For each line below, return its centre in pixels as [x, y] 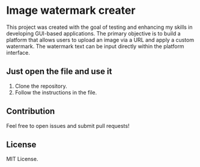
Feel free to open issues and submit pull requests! [68, 126]
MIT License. [22, 159]
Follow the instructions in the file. [56, 92]
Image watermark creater [71, 11]
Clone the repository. [41, 86]
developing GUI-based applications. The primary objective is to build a [94, 33]
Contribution [31, 111]
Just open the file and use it [59, 72]
